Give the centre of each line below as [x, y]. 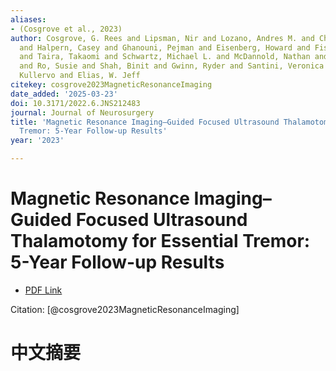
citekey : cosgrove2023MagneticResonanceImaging [111, 85]
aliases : [28, 19]
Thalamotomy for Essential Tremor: [160, 241]
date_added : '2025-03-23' [64, 94]
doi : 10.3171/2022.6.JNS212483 [75, 103]
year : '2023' [37, 141]
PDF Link [43, 290]
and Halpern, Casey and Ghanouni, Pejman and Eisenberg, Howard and [165, 47]
